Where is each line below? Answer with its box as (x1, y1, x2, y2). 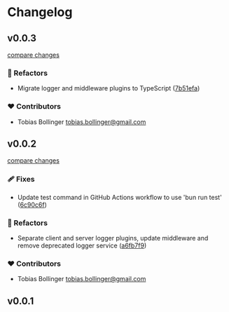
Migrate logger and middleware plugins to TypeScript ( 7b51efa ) (17, 84, 200, 93)
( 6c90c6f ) (17, 201, 48, 209)
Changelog (7, 4, 73, 20)
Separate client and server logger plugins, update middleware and (17, 234, 209, 242)
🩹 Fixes (7, 175, 35, 184)
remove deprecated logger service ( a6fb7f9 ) (17, 241, 147, 250)
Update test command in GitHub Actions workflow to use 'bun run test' (17, 193, 222, 201)
